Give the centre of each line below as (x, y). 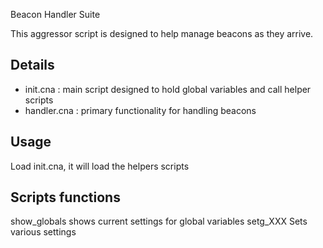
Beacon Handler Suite (55, 14)
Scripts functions (65, 197)
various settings (43, 232)
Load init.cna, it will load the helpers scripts (100, 166)
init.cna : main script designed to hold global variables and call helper (168, 89)
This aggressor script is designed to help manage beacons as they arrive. (162, 33)
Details (32, 65)
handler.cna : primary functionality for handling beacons (140, 110)
